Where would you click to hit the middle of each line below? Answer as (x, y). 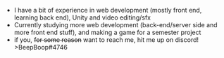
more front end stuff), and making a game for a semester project (107, 32)
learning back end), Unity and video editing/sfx (82, 17)
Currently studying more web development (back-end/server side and (116, 25)
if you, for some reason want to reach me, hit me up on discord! (106, 40)
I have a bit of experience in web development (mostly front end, (108, 10)
